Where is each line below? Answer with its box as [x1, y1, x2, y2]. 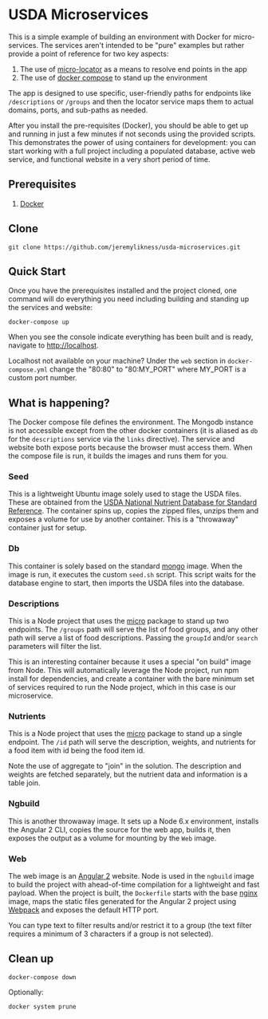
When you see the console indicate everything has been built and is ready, [8, 332, 254, 342]
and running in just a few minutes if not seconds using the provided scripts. [8, 129, 256, 139]
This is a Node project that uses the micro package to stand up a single [8, 729, 242, 738]
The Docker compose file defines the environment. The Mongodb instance [8, 417, 254, 427]
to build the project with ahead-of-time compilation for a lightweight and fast [8, 879, 260, 889]
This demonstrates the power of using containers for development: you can [8, 137, 257, 147]
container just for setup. [8, 523, 88, 533]
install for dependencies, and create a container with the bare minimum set [8, 674, 255, 683]
